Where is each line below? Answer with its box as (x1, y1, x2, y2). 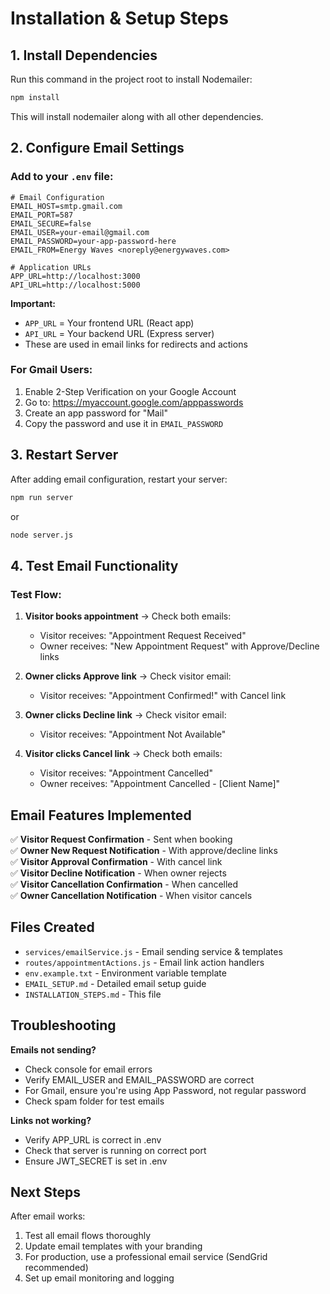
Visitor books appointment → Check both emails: (24, 610, 232, 622)
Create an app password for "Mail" (24, 407, 168, 419)
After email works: (10, 1210, 86, 1222)
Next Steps (10, 1183, 81, 1201)
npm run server (10, 492, 74, 502)
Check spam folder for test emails (24, 1095, 165, 1107)
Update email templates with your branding (24, 1240, 203, 1252)
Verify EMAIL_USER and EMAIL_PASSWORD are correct (24, 1073, 255, 1086)
